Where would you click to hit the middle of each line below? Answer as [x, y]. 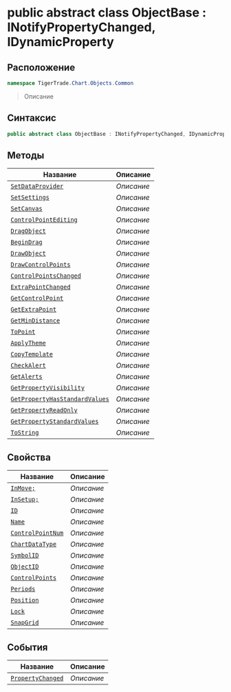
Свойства [29, 457]
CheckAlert [28, 366]
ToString [25, 433]
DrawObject [28, 254]
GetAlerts [26, 377]
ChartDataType [34, 545]
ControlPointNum [37, 533]
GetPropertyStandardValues [55, 421]
